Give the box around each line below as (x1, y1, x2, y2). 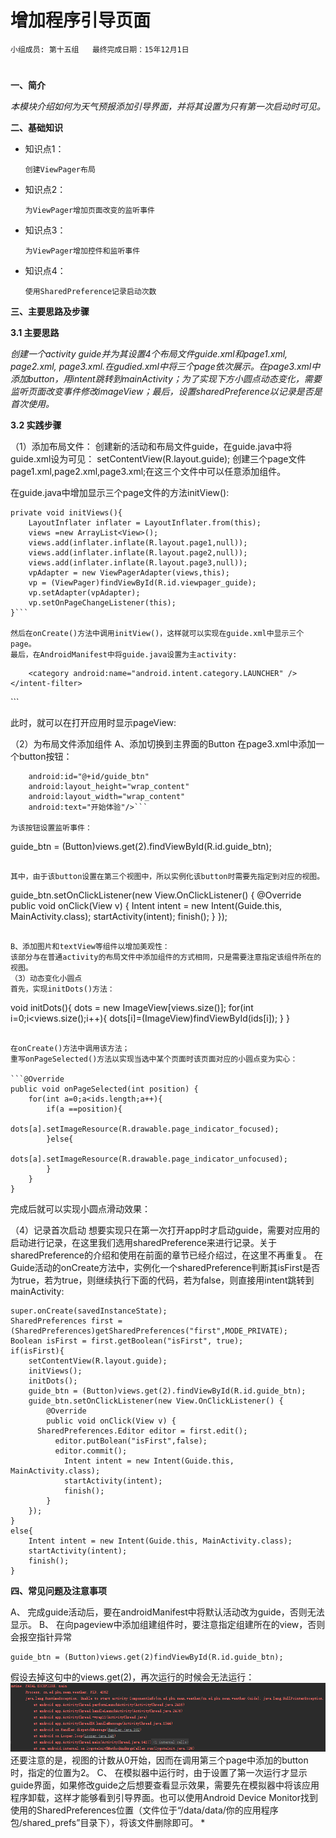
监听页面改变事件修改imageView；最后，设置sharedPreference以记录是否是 (10, 386, 323, 398)
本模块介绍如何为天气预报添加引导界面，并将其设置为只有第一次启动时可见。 (10, 101, 326, 113)
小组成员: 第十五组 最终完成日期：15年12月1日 (10, 44, 190, 55)
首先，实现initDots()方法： (10, 984, 115, 995)
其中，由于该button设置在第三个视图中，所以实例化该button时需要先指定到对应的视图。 (10, 872, 325, 882)
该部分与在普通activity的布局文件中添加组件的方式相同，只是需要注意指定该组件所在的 (10, 952, 322, 963)
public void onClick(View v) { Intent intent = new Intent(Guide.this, (10, 900, 283, 912)
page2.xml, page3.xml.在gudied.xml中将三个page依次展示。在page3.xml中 (10, 361, 321, 373)
